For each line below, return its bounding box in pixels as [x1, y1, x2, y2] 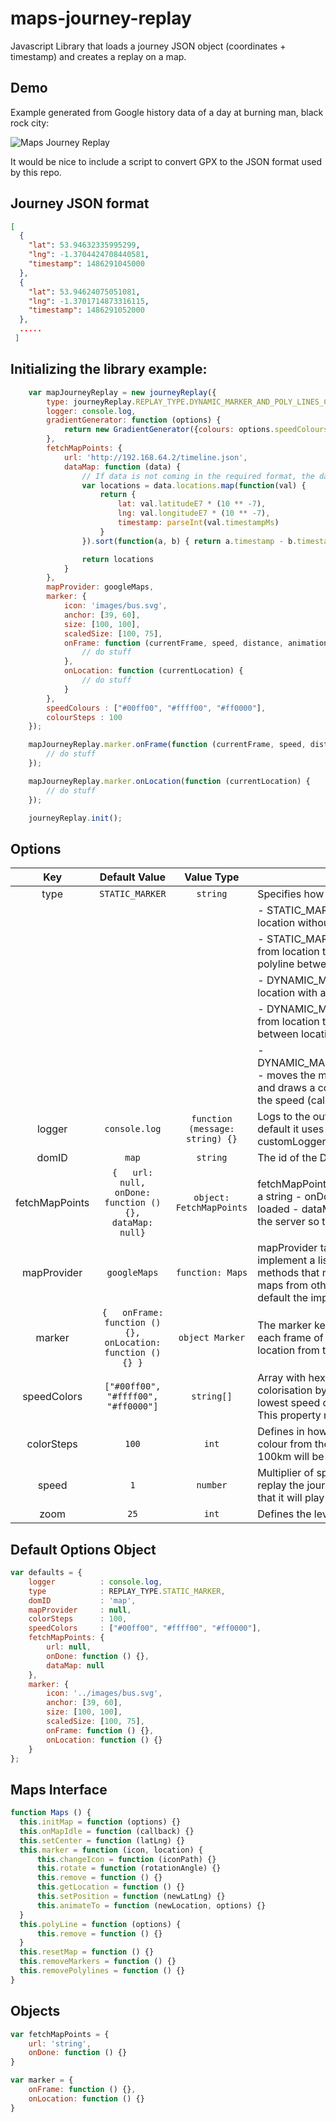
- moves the [257, 1068, 317, 1082]
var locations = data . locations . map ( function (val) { [81, 480, 307, 491]
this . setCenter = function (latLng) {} [19, 1835, 186, 1846]
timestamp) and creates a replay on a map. [10, 50, 187, 62]
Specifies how [257, 887, 325, 901]
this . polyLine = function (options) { [19, 1919, 182, 1929]
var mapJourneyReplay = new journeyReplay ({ [28, 387, 217, 397]
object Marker [178, 1332, 246, 1344]
